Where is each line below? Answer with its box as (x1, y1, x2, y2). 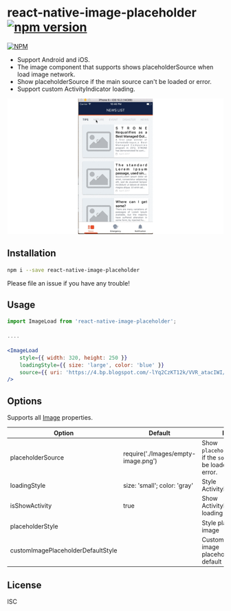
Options (7, 395, 43, 407)
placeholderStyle (10, 522, 58, 530)
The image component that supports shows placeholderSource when (16, 63, 214, 71)
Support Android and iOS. (16, 55, 91, 63)
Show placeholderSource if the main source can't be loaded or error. (16, 77, 212, 85)
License (7, 579, 42, 591)
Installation (7, 248, 56, 259)
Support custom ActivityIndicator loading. (16, 85, 135, 93)
